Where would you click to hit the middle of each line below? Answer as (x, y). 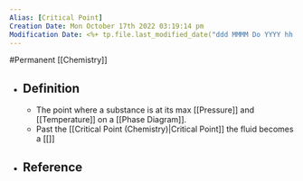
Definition (51, 88)
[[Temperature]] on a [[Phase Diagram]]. (111, 120)
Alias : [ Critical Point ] (56, 18)
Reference (52, 167)
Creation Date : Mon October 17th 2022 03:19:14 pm (107, 26)
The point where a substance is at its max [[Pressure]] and (145, 110)
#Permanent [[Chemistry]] (58, 60)
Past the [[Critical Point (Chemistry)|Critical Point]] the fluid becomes (165, 129)
